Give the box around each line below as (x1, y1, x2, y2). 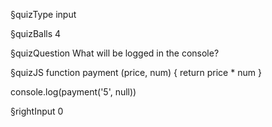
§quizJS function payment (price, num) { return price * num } (10, 67, 262, 78)
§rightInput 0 (10, 105, 64, 117)
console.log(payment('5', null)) (10, 86, 137, 98)
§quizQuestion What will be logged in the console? (10, 47, 220, 59)
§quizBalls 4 (10, 28, 62, 39)
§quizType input (10, 9, 77, 20)
